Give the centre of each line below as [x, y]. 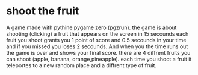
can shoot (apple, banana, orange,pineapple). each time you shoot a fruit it [99, 59]
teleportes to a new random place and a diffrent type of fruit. [82, 65]
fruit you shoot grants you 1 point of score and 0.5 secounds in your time [96, 40]
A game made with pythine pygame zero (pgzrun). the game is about [91, 27]
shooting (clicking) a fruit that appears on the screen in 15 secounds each [97, 33]
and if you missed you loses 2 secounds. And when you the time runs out [97, 46]
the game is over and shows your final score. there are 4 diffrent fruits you [98, 52]
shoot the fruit [43, 11]
